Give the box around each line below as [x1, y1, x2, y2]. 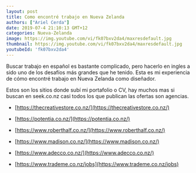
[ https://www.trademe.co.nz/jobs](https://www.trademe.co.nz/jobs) [14, 160, 179, 167]
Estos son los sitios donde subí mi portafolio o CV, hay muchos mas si [6, 86, 175, 94]
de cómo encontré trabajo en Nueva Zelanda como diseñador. [6, 75, 157, 82]
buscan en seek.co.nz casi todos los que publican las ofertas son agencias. [6, 92, 189, 99]
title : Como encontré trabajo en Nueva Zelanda [6, 14, 125, 20]
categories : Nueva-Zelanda [6, 30, 72, 36]
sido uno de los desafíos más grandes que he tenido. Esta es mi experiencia [6, 68, 190, 76]
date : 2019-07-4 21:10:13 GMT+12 [6, 25, 88, 31]
